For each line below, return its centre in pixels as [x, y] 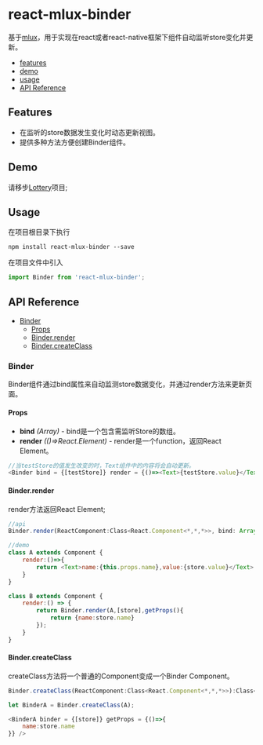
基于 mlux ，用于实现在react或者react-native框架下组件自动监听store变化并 [127, 37]
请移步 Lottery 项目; [38, 187]
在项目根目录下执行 [39, 232]
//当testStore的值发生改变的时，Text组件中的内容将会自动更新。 [101, 466]
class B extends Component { [56, 596]
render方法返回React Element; [57, 509]
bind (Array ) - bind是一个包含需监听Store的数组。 [99, 431]
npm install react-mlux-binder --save [71, 247]
